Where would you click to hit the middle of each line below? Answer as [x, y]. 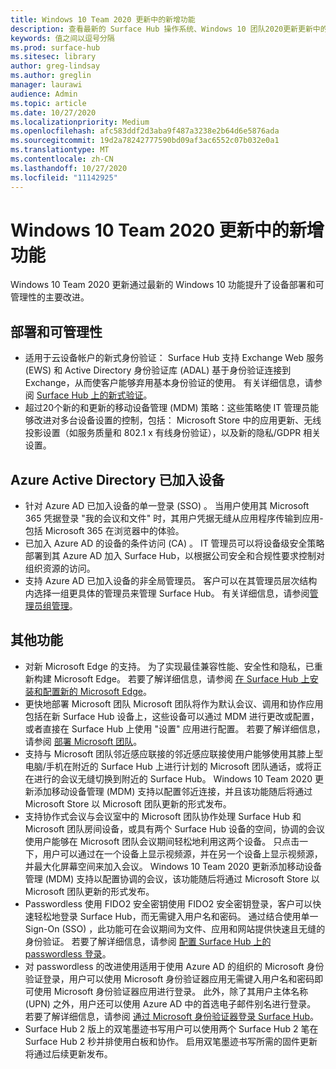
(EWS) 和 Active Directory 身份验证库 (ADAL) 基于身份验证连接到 [158, 370]
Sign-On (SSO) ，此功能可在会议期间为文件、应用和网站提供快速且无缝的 [175, 928]
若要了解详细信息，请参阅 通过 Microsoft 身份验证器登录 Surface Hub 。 [172, 1016]
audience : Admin [44, 94]
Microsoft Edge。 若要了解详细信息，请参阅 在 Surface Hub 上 [181, 678]
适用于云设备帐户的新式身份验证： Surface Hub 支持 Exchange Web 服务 [174, 358]
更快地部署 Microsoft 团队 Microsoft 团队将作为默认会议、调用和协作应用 [174, 703]
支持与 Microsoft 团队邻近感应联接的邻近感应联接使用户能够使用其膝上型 [174, 753]
